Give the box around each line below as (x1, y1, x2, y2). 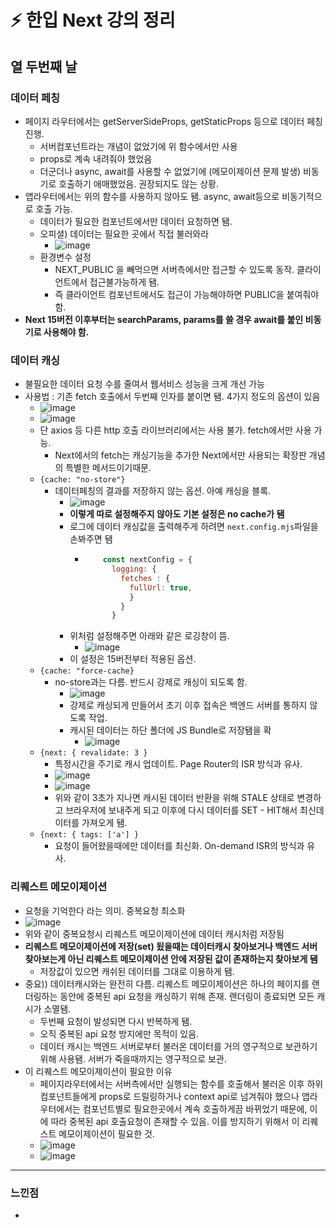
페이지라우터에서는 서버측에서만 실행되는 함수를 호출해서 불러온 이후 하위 (39, 1077, 324, 1090)
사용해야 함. (43, 326, 90, 338)
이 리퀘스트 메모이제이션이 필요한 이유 (24, 1065, 173, 1077)
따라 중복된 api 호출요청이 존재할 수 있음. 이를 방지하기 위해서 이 (50, 1115, 300, 1127)
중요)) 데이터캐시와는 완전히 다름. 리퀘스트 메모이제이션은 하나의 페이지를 (24, 977, 310, 990)
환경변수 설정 (39, 251, 92, 263)
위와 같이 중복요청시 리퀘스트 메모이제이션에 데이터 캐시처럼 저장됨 (24, 927, 285, 940)
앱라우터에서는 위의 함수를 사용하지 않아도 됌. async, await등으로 (24, 190, 280, 202)
